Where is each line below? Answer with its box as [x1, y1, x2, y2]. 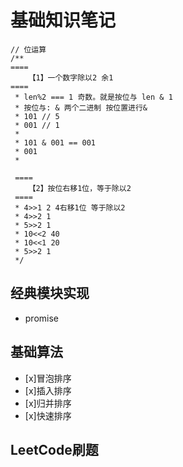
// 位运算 [10, 44, 47, 55]
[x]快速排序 [24, 409, 72, 421]
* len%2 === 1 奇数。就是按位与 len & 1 [14, 92, 173, 102]
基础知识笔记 [10, 9, 117, 32]
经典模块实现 [10, 285, 90, 302]
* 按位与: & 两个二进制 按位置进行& [14, 102, 148, 113]
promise [24, 312, 60, 324]
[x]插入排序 [24, 384, 72, 396]
